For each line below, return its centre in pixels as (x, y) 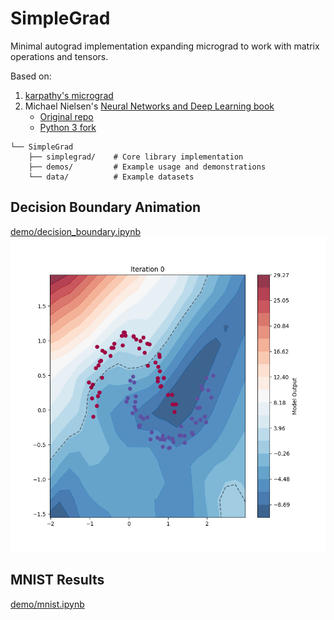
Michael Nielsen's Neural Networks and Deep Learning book (149, 106)
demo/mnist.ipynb (47, 604)
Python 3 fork (68, 127)
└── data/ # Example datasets (111, 177)
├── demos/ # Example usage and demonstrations (147, 167)
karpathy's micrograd (69, 95)
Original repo (66, 116)
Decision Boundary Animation (106, 207)
